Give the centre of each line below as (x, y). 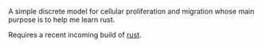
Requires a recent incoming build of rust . (75, 35)
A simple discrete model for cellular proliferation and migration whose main (131, 11)
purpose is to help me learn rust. (62, 20)
